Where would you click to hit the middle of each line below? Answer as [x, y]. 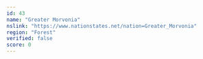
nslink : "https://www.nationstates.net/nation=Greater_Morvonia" [101, 26]
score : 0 [19, 45]
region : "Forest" [31, 32]
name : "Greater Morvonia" [43, 20]
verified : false [29, 39]
